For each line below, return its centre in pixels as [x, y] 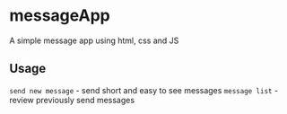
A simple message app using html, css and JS [94, 40]
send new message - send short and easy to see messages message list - [144, 90]
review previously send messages [72, 100]
